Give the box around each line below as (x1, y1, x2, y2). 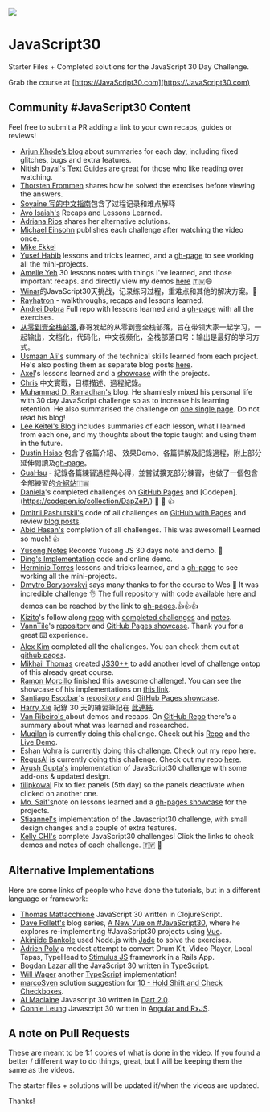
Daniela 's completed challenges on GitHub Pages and (19, 487, 198, 497)
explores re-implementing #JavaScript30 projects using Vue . (19, 926, 223, 936)
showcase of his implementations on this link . (19, 684, 171, 694)
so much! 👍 (19, 534, 60, 544)
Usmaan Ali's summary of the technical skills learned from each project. (19, 351, 259, 361)
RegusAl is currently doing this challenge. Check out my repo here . (19, 754, 242, 764)
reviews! (8, 130, 36, 140)
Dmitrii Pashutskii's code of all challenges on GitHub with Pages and (19, 507, 247, 517)
